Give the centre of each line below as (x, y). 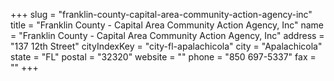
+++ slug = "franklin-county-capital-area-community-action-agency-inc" (161, 14)
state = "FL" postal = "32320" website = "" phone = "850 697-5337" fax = (163, 57)
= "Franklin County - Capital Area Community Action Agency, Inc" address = (167, 35)
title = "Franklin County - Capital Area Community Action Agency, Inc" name (167, 25)
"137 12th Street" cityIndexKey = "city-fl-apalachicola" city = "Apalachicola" (166, 46)
